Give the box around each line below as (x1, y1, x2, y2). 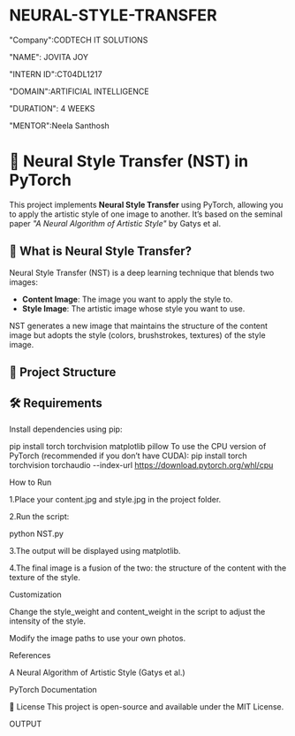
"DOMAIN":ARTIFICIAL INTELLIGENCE (9, 86, 149, 96)
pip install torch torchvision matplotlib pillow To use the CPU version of (9, 441, 267, 451)
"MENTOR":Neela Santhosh (9, 120, 110, 131)
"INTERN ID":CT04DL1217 (9, 68, 103, 80)
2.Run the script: (9, 510, 70, 522)
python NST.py (9, 528, 64, 539)
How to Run (9, 477, 52, 487)
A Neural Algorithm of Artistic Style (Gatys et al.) (9, 667, 185, 678)
